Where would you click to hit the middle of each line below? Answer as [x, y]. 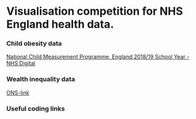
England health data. [60, 24]
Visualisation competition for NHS [95, 11]
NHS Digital [21, 63]
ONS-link [18, 93]
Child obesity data [34, 44]
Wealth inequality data [41, 79]
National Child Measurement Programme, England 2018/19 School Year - [98, 57]
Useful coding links [36, 109]
